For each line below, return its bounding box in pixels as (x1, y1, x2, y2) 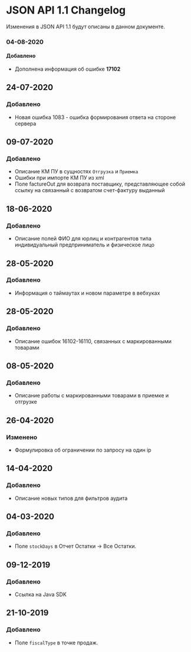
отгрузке (14, 399, 37, 406)
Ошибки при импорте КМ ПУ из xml (14, 174, 104, 182)
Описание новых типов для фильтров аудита (14, 495, 128, 502)
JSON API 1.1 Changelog (6, 4, 126, 17)
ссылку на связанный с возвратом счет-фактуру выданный (14, 187, 165, 194)
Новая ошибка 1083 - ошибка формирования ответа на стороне (14, 113, 176, 121)
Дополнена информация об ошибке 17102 (14, 65, 121, 73)
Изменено (6, 433, 38, 441)
